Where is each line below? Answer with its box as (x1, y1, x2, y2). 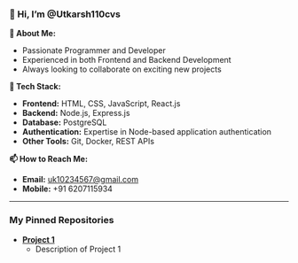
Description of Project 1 (35, 244, 122, 254)
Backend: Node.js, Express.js (21, 108, 130, 119)
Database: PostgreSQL (21, 117, 107, 128)
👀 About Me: (9, 28, 56, 39)
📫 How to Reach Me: (9, 154, 89, 165)
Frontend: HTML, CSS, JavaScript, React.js (21, 98, 181, 109)
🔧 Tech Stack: (9, 81, 61, 92)
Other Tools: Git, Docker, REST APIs (21, 136, 155, 147)
